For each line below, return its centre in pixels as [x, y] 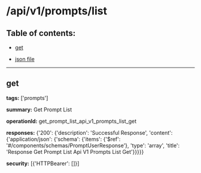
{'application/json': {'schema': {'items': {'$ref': [63, 139]
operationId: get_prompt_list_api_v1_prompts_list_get [71, 121]
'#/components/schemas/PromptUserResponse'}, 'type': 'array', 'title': [93, 145]
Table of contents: [41, 33]
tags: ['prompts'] [27, 98]
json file [25, 59]
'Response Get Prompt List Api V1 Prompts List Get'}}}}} [75, 151]
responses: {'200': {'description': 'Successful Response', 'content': [89, 132]
